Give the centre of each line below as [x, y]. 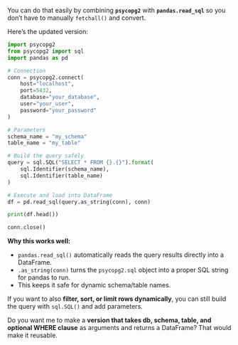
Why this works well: [39, 241]
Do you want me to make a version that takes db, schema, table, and [109, 320]
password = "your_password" [59, 110]
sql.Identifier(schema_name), [65, 169]
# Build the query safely [45, 156]
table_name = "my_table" [44, 143]
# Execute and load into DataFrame [60, 195]
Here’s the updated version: [48, 32]
